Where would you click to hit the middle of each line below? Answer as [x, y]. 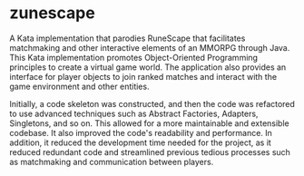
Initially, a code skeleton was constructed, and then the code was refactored [152, 103]
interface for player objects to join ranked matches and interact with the [143, 76]
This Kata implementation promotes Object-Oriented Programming [134, 57]
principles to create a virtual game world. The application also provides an [148, 67]
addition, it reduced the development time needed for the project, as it [141, 142]
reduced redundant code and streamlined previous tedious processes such [150, 152]
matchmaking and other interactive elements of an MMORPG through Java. [150, 47]
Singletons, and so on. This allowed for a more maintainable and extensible [149, 123]
